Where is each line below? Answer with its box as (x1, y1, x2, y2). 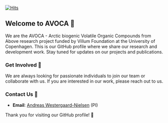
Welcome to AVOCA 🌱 (5, 19, 75, 28)
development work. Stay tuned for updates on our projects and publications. (5, 48, 163, 55)
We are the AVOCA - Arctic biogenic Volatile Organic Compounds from (5, 33, 151, 39)
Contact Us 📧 (5, 91, 38, 98)
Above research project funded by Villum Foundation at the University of (5, 38, 155, 44)
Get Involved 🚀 (5, 61, 42, 68)
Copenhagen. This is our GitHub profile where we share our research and (5, 43, 157, 49)
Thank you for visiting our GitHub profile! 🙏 (5, 112, 94, 118)
